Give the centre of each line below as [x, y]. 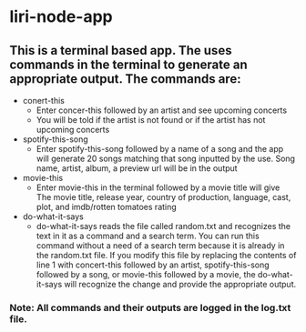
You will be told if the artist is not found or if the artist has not [151, 120]
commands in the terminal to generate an [128, 64]
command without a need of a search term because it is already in [160, 246]
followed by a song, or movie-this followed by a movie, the [146, 274]
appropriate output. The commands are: [125, 79]
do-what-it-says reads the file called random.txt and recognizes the [163, 226]
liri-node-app [61, 17]
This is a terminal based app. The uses [121, 50]
